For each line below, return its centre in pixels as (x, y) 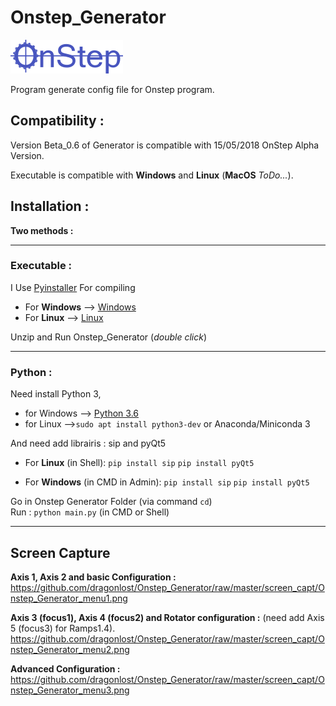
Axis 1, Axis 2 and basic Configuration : (93, 577)
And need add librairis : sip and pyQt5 (88, 443)
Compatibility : (57, 121)
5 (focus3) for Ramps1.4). (63, 628)
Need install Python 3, (56, 394)
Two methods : (42, 230)
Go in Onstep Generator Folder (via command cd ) (111, 502)
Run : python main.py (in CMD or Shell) (90, 512)
